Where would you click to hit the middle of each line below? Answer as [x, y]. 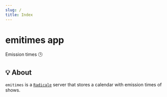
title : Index [19, 15]
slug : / [14, 10]
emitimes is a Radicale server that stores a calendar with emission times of [83, 85]
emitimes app [35, 40]
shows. [13, 90]
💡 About [19, 72]
